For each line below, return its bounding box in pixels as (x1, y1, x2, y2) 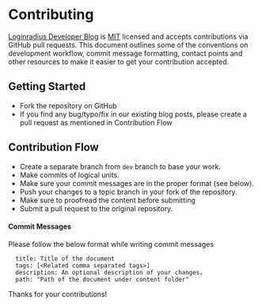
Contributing (8, 6, 94, 24)
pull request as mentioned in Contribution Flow (19, 117, 173, 127)
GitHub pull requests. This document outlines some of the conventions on (8, 40, 249, 49)
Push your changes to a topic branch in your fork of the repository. (19, 187, 237, 196)
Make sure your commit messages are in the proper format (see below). (19, 178, 255, 188)
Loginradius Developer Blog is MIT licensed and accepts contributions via (8, 32, 249, 41)
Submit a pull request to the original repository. (19, 203, 173, 213)
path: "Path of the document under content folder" (15, 275, 190, 283)
